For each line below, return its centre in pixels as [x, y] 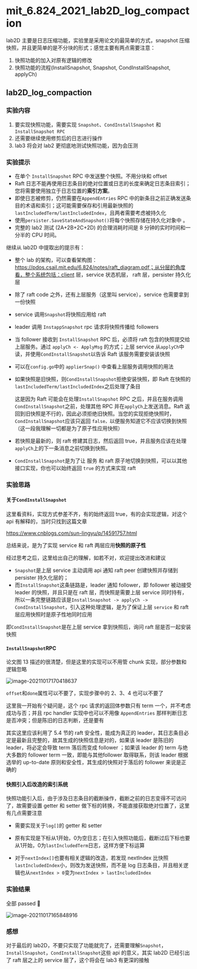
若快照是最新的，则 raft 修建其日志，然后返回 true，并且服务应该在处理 [101, 441]
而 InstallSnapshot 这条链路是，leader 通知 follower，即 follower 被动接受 [103, 585]
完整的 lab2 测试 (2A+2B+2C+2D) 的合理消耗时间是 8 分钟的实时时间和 [100, 227]
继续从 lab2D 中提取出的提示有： [46, 247]
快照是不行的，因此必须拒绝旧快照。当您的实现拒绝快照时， [102, 414]
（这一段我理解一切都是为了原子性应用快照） [69, 428]
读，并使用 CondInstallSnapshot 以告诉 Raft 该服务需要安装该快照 [92, 354]
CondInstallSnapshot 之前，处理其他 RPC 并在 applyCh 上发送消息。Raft [99, 406]
